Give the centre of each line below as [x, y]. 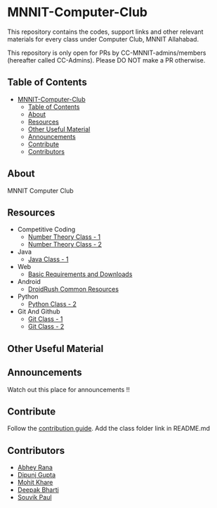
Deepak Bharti [38, 490]
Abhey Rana [35, 467]
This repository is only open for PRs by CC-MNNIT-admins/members [107, 53]
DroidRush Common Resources [73, 289]
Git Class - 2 [46, 327]
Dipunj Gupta [37, 475]
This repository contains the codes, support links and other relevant [105, 32]
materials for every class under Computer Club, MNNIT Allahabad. [103, 39]
